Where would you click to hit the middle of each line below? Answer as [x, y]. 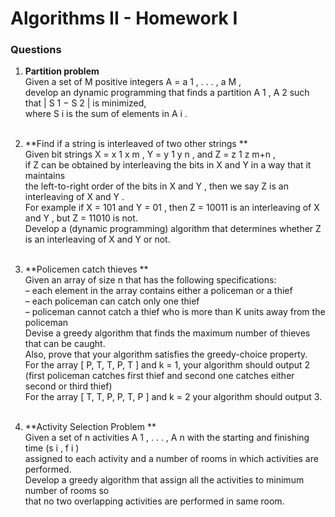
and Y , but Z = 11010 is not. [81, 218]
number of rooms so [67, 491]
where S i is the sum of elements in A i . [106, 114]
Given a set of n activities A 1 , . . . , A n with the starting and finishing [167, 438]
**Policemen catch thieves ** [86, 269]
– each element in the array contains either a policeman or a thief [158, 291]
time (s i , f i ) [52, 448]
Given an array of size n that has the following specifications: [150, 280]
